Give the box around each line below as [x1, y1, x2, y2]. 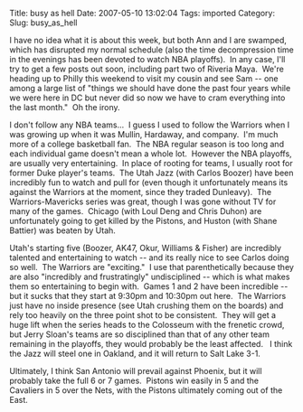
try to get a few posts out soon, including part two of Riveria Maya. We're [9, 63, 285, 74]
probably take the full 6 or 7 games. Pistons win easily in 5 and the [9, 375, 260, 386]
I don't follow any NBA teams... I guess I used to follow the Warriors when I [9, 119, 290, 130]
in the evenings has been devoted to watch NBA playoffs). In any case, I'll [9, 54, 286, 64]
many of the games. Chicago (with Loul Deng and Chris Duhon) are [9, 206, 262, 216]
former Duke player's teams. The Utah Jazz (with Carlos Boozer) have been [9, 167, 294, 178]
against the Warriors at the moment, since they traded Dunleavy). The [9, 187, 272, 197]
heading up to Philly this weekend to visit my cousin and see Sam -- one [9, 73, 279, 84]
